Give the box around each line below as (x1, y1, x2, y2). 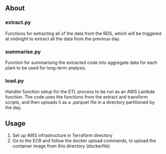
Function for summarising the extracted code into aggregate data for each (5, 59, 158, 65)
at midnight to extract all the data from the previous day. (5, 35, 121, 41)
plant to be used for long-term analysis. (5, 64, 86, 70)
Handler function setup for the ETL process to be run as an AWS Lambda (5, 88, 155, 94)
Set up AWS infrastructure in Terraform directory (12, 132, 113, 138)
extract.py (5, 19, 31, 26)
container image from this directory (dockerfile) (12, 143, 110, 149)
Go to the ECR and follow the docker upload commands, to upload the (12, 137, 156, 144)
